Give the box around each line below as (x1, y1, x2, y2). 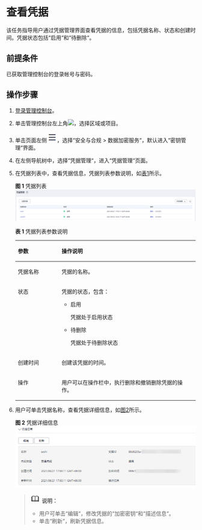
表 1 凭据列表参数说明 (14, 228, 68, 235)
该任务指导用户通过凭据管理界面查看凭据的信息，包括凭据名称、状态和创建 (6, 26, 191, 34)
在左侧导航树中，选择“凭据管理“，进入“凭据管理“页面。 (14, 157, 151, 164)
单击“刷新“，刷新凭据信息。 (38, 517, 107, 525)
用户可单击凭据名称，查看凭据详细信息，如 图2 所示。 (14, 406, 145, 413)
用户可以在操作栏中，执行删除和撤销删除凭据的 (61, 379, 178, 386)
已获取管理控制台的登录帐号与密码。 (6, 70, 96, 78)
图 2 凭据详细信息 (14, 419, 58, 426)
